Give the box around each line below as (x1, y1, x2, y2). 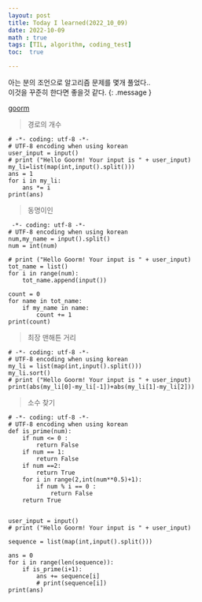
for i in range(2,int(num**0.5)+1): (22, 476, 143, 484)
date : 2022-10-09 (8, 26, 65, 34)
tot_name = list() (8, 263, 68, 271)
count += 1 (36, 311, 72, 319)
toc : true (8, 48, 44, 56)
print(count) (8, 318, 51, 326)
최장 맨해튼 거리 (27, 333, 76, 342)
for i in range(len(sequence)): (8, 559, 114, 566)
